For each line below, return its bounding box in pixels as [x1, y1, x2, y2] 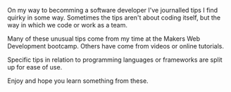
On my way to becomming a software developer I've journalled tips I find [7, 6, 218, 14]
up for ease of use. [7, 63, 63, 71]
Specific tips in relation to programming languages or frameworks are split [7, 55, 223, 64]
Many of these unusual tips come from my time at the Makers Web [7, 34, 201, 43]
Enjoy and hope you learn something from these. [7, 77, 149, 85]
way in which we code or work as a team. [7, 21, 128, 29]
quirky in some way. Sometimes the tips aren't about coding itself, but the [7, 13, 221, 22]
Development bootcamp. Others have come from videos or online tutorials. [7, 42, 224, 50]
